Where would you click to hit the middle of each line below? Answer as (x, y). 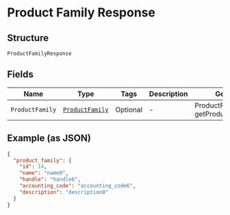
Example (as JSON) (49, 138)
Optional (129, 110)
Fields (21, 74)
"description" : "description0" (64, 192)
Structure (28, 38)
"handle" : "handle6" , (50, 179)
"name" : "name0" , (44, 173)
